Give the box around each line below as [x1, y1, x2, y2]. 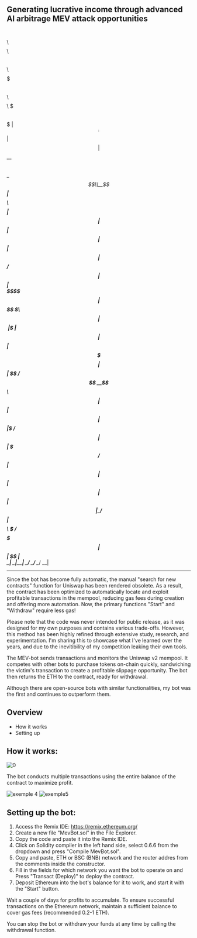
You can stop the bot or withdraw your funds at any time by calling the [6, 920, 176, 927]
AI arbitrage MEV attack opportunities [6, 14, 148, 24]
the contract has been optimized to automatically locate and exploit [6, 588, 169, 595]
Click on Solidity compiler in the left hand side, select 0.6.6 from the [15, 842, 179, 849]
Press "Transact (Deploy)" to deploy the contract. [15, 873, 134, 880]
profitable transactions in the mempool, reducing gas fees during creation [6, 594, 185, 602]
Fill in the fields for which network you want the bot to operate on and [15, 867, 184, 874]
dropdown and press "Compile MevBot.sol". [15, 848, 121, 855]
